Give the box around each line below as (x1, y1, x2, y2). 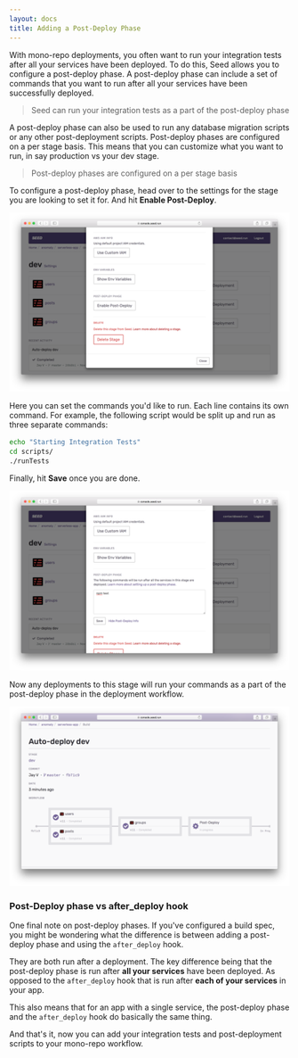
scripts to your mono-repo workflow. (9, 1038, 144, 1049)
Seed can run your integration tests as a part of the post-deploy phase (30, 104, 290, 115)
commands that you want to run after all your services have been (9, 78, 248, 88)
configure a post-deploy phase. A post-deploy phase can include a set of (9, 68, 278, 79)
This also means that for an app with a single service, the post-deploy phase (9, 1002, 290, 1013)
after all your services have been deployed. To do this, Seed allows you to (9, 59, 280, 70)
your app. (9, 985, 44, 996)
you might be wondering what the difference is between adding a (9, 930, 249, 940)
